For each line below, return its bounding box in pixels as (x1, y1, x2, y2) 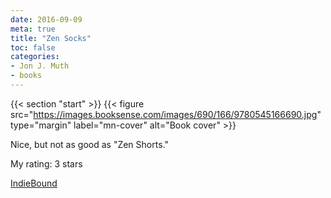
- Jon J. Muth (10, 61, 70, 71)
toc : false (10, 42, 56, 53)
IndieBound (10, 177, 58, 189)
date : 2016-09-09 (10, 14, 83, 25)
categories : (10, 52, 60, 62)
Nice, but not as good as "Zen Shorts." (10, 138, 169, 150)
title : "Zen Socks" (10, 33, 92, 43)
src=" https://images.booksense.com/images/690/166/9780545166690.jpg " (10, 108, 322, 120)
